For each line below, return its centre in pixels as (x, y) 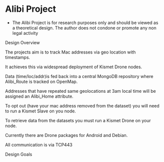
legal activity (25, 33)
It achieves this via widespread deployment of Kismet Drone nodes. (74, 67)
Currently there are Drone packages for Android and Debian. (66, 135)
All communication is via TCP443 (39, 145)
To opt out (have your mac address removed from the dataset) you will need (82, 106)
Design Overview (23, 42)
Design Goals (19, 154)
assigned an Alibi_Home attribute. (39, 96)
